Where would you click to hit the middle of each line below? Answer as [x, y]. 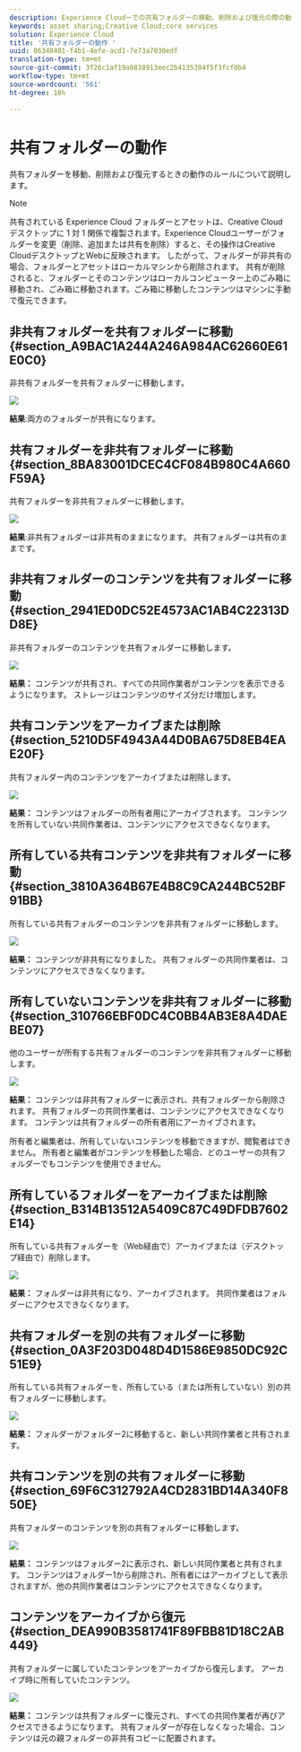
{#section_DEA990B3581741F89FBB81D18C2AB [147, 1631]
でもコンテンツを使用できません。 [103, 1164]
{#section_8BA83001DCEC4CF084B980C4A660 [150, 464]
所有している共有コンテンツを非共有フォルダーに [145, 855]
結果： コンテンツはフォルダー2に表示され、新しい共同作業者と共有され [142, 1564]
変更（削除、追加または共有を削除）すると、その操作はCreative [158, 244]
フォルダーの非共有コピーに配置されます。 [142, 1738]
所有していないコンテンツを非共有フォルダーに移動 [150, 1001]
